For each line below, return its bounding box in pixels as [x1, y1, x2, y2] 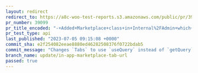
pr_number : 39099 [5, 19, 48, 25]
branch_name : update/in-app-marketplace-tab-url [5, 52, 128, 58]
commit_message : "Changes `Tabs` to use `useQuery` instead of [5, 47, 165, 53]
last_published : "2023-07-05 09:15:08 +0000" [5, 36, 119, 42]
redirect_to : [5, 14, 38, 20]
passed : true [5, 58, 38, 64]
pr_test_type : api [5, 31, 51, 36]
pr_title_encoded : [5, 25, 51, 31]
